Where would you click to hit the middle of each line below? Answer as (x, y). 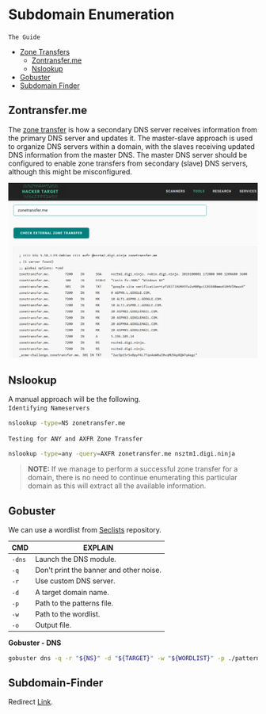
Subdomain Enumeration (91, 15)
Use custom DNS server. (75, 581)
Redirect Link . (30, 702)
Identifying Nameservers (49, 409)
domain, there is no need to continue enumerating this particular (132, 478)
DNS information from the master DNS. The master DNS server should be (128, 155)
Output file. (53, 625)
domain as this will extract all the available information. (117, 486)
